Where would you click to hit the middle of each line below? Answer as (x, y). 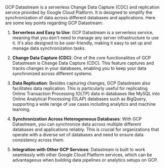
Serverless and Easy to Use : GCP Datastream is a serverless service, (83, 32)
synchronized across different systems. (52, 73)
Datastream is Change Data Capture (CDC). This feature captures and (83, 63)
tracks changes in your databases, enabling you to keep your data (79, 68)
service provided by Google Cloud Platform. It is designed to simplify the (79, 12)
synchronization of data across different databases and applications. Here (80, 18)
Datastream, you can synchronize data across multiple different (77, 124)
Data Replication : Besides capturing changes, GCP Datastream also (81, 83)
